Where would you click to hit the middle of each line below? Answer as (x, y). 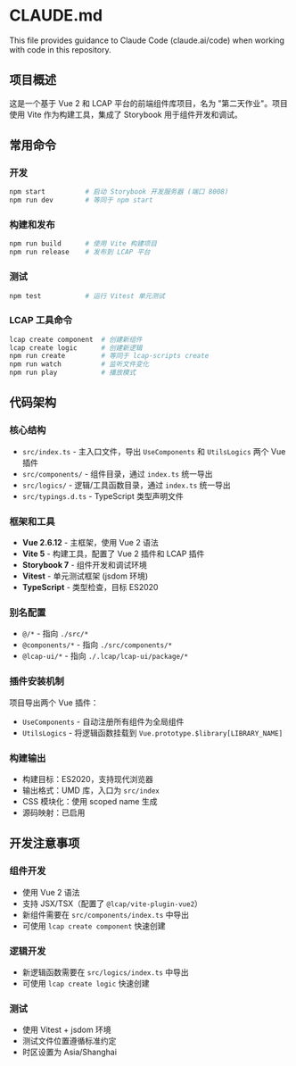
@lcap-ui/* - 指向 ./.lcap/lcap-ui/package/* (105, 656)
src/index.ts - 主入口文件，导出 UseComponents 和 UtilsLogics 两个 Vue (154, 451)
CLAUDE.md (56, 16)
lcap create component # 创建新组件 (76, 339)
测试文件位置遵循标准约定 (69, 1041)
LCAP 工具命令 (41, 321)
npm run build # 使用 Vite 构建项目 (83, 244)
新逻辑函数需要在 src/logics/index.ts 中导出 (105, 972)
